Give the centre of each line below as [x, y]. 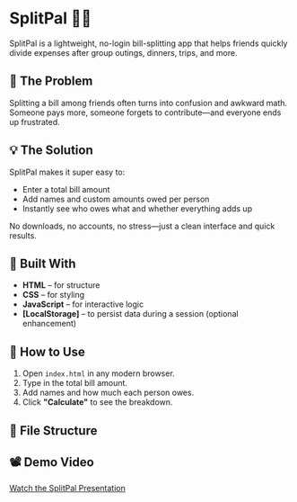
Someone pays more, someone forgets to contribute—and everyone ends [145, 112]
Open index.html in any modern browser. [98, 373]
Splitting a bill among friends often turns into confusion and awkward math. [148, 103]
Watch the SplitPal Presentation [67, 489]
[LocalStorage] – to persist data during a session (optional [131, 314]
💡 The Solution [51, 151]
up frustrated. [35, 121]
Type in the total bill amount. [75, 383]
